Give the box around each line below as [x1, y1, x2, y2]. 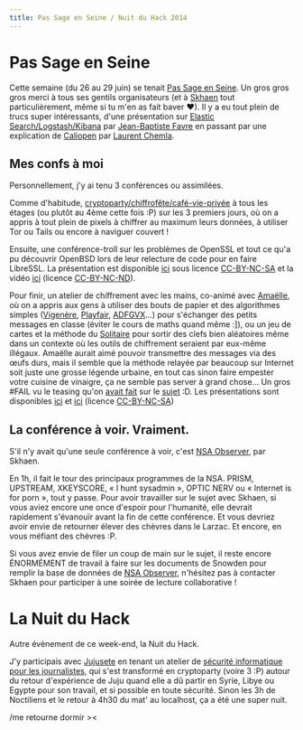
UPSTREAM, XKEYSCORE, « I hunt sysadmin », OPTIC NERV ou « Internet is [9, 482, 291, 493]
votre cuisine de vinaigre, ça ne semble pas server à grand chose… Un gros [9, 377, 291, 388]
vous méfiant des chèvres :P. [9, 530, 117, 542]
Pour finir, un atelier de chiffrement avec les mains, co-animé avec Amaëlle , [9, 290, 290, 301]
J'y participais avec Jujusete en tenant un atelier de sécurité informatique [9, 656, 283, 667]
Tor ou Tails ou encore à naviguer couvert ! [9, 227, 170, 238]
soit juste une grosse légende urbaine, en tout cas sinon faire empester [9, 367, 274, 378]
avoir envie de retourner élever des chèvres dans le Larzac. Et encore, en [9, 521, 282, 532]
